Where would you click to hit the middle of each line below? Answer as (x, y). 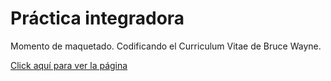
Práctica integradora (97, 18)
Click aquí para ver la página (69, 65)
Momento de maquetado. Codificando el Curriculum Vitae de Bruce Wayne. (166, 46)
